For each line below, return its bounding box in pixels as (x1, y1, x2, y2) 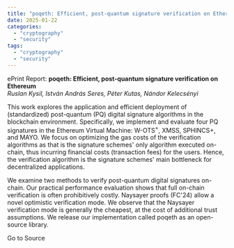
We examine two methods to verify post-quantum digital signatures (7, 176, 201, 185)
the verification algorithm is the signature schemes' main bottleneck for (7, 156, 212, 164)
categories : (7, 23, 42, 30)
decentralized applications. (7, 163, 85, 171)
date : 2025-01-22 (7, 17, 58, 24)
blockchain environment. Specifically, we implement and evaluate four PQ (7, 117, 219, 126)
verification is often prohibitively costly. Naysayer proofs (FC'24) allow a (7, 191, 214, 199)
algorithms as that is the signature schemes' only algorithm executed (7, 140, 205, 149)
